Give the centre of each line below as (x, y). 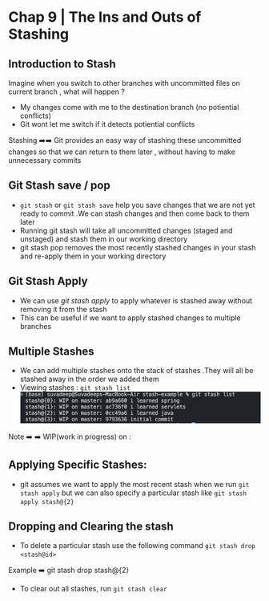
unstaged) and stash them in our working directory (104, 239)
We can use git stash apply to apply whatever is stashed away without (136, 300)
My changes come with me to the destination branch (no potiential (129, 107)
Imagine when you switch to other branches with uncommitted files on (124, 83)
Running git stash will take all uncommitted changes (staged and (126, 230)
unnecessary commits (45, 160)
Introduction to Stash (62, 64)
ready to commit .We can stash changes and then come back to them (134, 213)
